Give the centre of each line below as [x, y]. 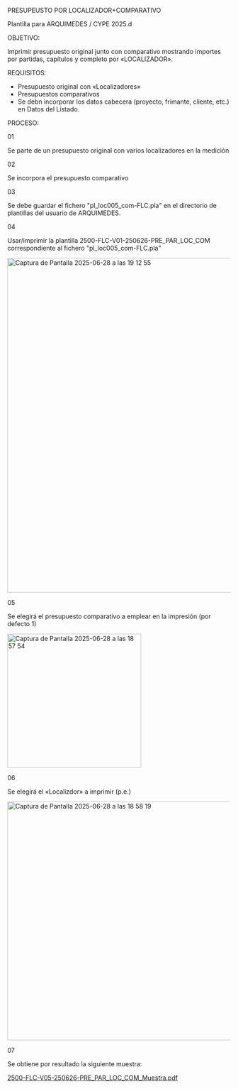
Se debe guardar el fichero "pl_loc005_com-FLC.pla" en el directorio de [112, 206]
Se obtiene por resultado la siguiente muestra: [75, 1064]
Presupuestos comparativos [58, 94]
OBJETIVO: [24, 38]
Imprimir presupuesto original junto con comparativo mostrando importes [114, 51]
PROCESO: [23, 123]
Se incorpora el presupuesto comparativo [68, 178]
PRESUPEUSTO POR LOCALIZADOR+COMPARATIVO [84, 10]
